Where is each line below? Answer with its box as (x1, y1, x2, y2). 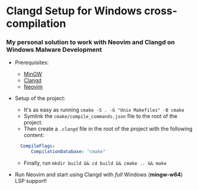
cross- (144, 4, 178, 18)
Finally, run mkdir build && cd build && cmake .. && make (23, 160, 167, 167)
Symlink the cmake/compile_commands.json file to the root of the (23, 113, 178, 120)
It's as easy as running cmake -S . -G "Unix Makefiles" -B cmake (23, 106, 184, 114)
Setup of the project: (14, 95, 65, 102)
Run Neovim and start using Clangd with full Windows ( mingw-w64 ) (14, 171, 183, 178)
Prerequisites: (14, 59, 49, 66)
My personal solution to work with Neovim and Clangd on (6, 38, 175, 46)
